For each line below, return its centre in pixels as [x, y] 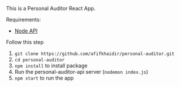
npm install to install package [51, 66]
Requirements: [23, 19]
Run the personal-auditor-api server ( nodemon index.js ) [81, 72]
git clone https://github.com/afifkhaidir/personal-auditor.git [94, 54]
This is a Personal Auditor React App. [51, 8]
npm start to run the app [44, 78]
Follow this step [25, 42]
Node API [26, 31]
